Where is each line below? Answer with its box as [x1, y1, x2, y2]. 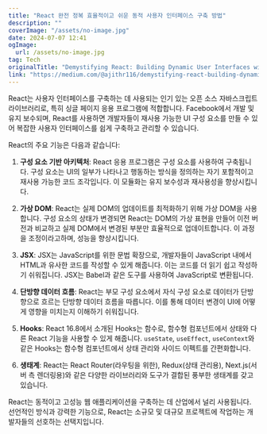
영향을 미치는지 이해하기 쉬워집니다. [28, 306, 139, 316]
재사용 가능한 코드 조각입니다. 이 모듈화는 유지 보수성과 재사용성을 [19, 176, 224, 186]
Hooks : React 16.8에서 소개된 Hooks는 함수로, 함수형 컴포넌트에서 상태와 [19, 323, 249, 333]
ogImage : [8, 41, 37, 49]
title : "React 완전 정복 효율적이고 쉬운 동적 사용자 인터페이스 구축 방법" [8, 11, 226, 20]
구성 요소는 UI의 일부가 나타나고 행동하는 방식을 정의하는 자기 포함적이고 [30, 167, 254, 176]
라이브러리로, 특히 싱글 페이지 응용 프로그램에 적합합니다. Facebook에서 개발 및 [8, 103, 254, 113]
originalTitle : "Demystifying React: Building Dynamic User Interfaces [8, 63, 250, 71]
